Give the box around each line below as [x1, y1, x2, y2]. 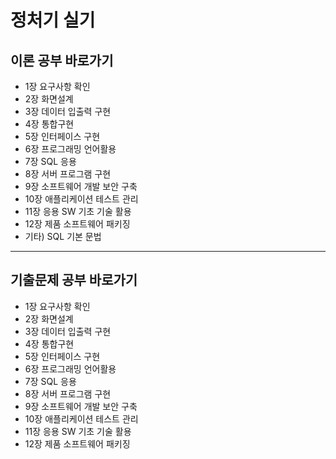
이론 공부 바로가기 [10, 52, 114, 69]
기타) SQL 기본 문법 [24, 231, 102, 242]
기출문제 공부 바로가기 [10, 272, 138, 289]
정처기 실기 [10, 9, 96, 32]
